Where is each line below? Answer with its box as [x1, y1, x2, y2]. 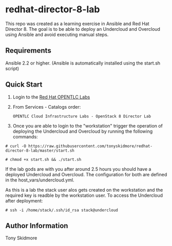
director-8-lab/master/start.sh [5, 148, 74, 153]
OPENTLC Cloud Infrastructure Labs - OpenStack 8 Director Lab [12, 114, 151, 119]
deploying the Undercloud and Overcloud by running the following [12, 128, 153, 134]
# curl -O [5, 143, 27, 149]
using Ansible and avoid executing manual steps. [5, 31, 109, 37]
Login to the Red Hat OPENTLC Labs [12, 94, 90, 100]
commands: [12, 133, 38, 139]
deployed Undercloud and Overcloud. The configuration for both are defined [5, 171, 167, 177]
